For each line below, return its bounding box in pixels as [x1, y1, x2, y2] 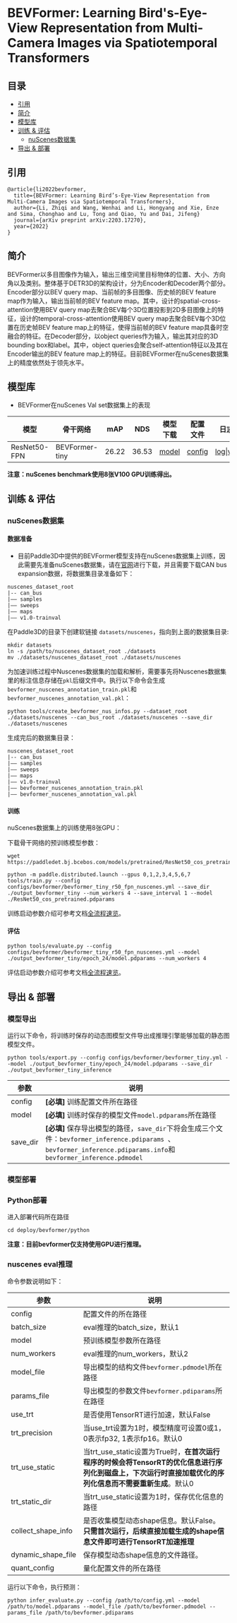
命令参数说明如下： [7, 1276, 63, 1286]
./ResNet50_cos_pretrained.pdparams [7, 896, 115, 903]
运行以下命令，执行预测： [7, 1583, 82, 1591]
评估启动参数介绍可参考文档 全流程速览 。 [7, 969, 125, 977]
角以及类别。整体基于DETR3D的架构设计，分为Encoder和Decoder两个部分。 [7, 279, 230, 287]
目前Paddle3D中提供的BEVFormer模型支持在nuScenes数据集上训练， [17, 551, 220, 560]
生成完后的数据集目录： [7, 733, 75, 742]
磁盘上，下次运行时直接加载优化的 [104, 1468, 217, 1478]
